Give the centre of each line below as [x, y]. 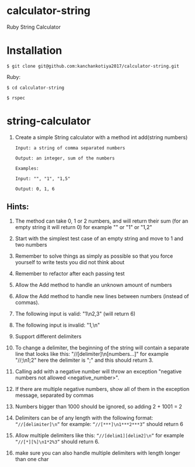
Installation [34, 51]
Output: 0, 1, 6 [35, 189]
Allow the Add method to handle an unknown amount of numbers [93, 285]
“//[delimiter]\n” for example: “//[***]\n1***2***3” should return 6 [99, 424]
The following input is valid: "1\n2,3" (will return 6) [75, 313]
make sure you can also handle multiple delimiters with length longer [97, 453]
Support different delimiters [48, 336]
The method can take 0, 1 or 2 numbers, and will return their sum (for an [102, 221]
